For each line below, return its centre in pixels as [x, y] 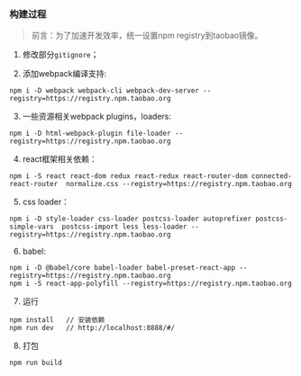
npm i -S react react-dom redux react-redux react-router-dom [128, 176]
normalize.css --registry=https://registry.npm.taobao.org [179, 184]
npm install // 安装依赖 [57, 320]
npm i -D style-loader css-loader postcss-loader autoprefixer [131, 219]
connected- [272, 176]
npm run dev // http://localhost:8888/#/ [92, 328]
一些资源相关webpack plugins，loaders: [97, 116]
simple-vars [32, 227]
